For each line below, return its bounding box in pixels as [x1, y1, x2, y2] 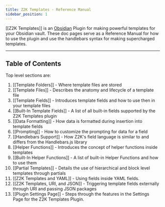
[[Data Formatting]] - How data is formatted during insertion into [12, 118, 142, 124]
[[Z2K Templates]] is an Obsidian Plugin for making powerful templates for [5, 25, 156, 31]
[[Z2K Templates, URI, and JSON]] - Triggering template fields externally [12, 181, 160, 186]
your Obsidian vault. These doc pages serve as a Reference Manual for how [5, 30, 159, 36]
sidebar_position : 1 [5, 12, 48, 17]
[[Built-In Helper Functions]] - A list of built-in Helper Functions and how [12, 155, 159, 161]
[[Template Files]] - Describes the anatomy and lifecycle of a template [12, 87, 154, 93]
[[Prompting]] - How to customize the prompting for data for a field [12, 129, 148, 135]
